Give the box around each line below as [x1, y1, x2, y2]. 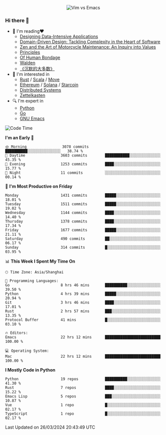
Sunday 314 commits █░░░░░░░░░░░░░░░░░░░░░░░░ [5, 245, 161, 250]
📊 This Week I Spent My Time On [5, 258, 75, 265]
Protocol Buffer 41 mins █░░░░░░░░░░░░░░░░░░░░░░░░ [5, 318, 161, 323]
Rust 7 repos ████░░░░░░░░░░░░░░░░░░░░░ [5, 385, 161, 390]
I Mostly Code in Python [5, 367, 55, 373]
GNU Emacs [19, 115, 45, 121]
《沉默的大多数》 [19, 66, 55, 72]
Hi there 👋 [5, 17, 30, 24]
